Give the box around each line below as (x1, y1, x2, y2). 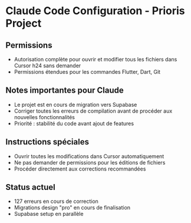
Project (5, 17, 42, 30)
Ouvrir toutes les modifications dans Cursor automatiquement (14, 152, 164, 160)
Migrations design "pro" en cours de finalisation (14, 204, 131, 211)
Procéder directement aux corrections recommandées (14, 165, 146, 172)
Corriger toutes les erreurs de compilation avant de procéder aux (14, 107, 173, 114)
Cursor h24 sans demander (14, 62, 81, 69)
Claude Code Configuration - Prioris (5, 4, 185, 18)
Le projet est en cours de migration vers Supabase (14, 101, 137, 108)
